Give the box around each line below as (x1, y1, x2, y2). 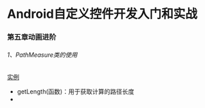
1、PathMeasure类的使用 (7, 51, 78, 59)
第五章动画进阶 (7, 32, 57, 42)
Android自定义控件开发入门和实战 (7, 6, 198, 22)
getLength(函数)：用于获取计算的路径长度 (16, 87, 135, 96)
